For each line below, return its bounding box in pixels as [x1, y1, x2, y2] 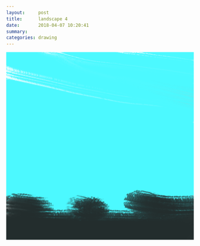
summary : [6, 29, 28, 35]
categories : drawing [6, 35, 58, 41]
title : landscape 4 [6, 15, 68, 22]
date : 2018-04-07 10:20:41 [6, 22, 89, 28]
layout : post [6, 10, 49, 15]
